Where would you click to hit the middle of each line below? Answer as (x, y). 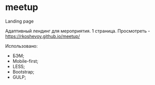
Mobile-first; (25, 61)
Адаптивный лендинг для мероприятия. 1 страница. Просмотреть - (78, 31)
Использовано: (21, 46)
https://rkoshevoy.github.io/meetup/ (43, 36)
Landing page (20, 21)
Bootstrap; (23, 71)
